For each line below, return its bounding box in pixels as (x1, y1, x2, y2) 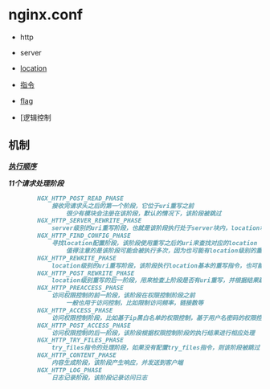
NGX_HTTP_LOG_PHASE (37, 366, 103, 375)
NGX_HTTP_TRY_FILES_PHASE (37, 336, 125, 345)
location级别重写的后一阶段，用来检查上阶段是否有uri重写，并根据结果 (51, 276, 259, 285)
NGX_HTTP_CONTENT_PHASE (37, 351, 117, 359)
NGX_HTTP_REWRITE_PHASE (37, 254, 117, 262)
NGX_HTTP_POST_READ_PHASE (37, 194, 125, 203)
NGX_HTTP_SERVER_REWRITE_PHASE (37, 217, 142, 225)
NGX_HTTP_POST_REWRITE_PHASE (37, 269, 135, 277)
